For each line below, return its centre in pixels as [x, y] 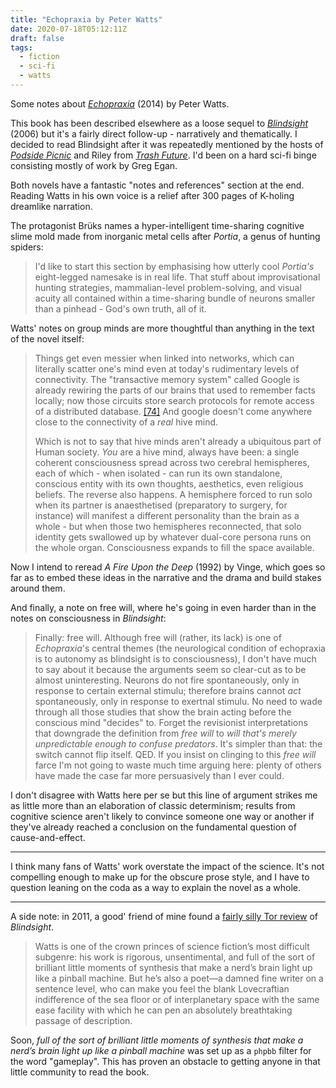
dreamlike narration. [51, 206]
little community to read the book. [80, 1072]
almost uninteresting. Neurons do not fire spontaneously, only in [167, 680]
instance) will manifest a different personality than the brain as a [167, 515]
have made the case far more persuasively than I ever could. [159, 775]
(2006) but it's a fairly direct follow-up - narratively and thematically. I [154, 133]
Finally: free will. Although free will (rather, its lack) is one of [158, 637]
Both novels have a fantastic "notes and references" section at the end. [157, 185]
